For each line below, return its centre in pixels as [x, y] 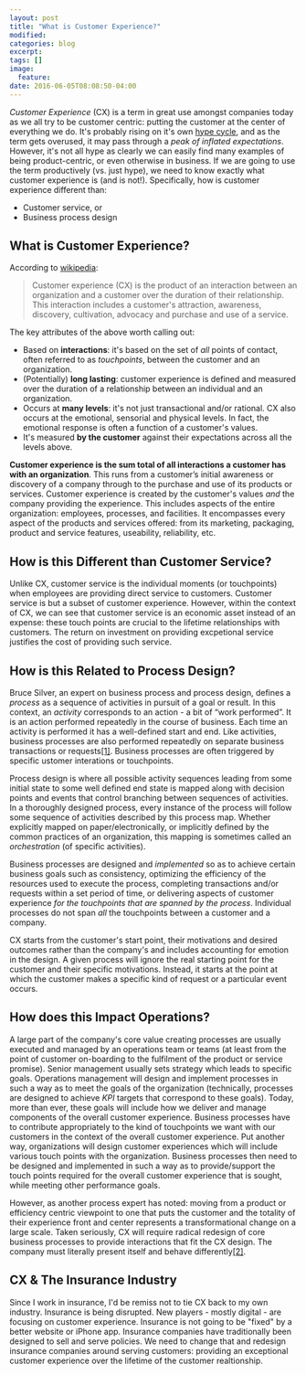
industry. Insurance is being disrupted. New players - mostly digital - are [145, 1312]
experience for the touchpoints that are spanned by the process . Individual [151, 903]
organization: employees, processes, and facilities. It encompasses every [148, 514]
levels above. [47, 447]
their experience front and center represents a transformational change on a [153, 1222]
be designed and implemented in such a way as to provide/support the [142, 1166]
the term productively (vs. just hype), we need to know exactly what [137, 170]
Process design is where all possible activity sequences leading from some [151, 779]
